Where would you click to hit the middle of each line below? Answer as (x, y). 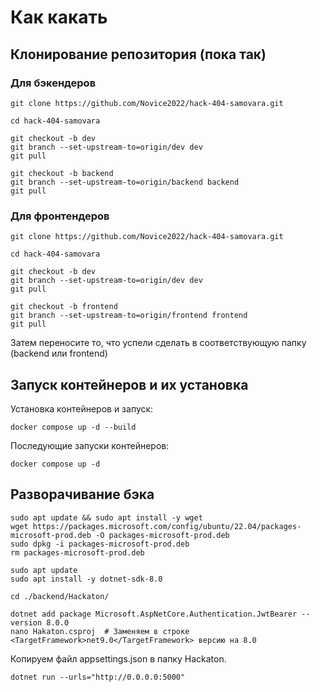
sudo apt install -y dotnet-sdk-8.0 (86, 579)
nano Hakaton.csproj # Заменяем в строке (100, 631)
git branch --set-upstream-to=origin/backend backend (125, 182)
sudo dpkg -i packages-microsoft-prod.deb (100, 544)
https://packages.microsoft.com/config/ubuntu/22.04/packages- (167, 526)
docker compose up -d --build (73, 427)
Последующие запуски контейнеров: (90, 445)
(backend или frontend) (59, 353)
